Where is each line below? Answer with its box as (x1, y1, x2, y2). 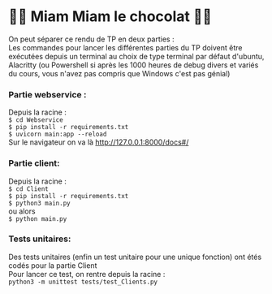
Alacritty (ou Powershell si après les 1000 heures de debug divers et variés (8, 60, 259, 70)
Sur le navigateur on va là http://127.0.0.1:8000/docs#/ (8, 137, 189, 147)
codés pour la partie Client (8, 260, 97, 270)
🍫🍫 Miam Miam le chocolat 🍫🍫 (8, 7, 213, 26)
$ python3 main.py (8, 199, 71, 207)
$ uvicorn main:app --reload (8, 130, 107, 139)
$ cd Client (8, 184, 49, 193)
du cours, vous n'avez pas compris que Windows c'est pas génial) (8, 68, 231, 78)
